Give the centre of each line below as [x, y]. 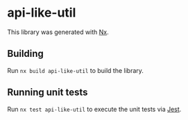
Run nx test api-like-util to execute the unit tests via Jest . [94, 109]
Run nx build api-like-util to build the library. [76, 70]
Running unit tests [48, 93]
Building [25, 54]
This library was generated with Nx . [58, 32]
